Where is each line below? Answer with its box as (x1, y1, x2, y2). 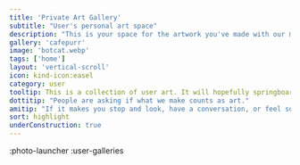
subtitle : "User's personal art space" (9, 21, 158, 30)
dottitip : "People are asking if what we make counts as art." (9, 95, 250, 105)
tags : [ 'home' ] (9, 54, 66, 63)
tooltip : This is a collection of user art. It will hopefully (9, 87, 250, 96)
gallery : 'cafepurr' (9, 37, 87, 47)
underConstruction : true (9, 121, 102, 130)
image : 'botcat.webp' (9, 46, 90, 55)
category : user (9, 79, 66, 88)
